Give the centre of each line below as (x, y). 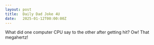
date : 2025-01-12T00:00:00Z (36, 18)
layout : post (18, 9)
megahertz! (17, 37)
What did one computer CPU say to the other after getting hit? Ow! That (77, 32)
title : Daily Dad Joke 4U (33, 14)
